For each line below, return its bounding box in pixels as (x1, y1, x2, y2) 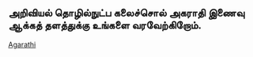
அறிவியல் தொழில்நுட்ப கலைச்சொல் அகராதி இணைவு (8, 6, 245, 20)
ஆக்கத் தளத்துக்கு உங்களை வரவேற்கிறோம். (8, 19, 202, 32)
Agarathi (8, 40, 36, 49)
